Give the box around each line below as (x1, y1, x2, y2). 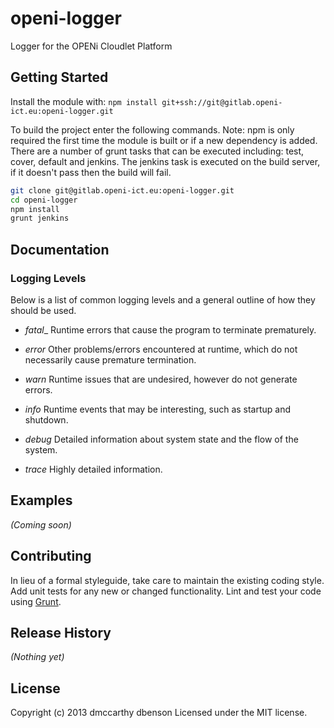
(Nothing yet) (10, 651, 65, 663)
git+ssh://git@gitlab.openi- (161, 97, 283, 107)
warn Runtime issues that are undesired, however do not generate (24, 373, 298, 385)
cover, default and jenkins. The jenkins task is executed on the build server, (10, 155, 321, 167)
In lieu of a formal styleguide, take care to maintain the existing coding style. (10, 574, 325, 586)
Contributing (10, 548, 92, 565)
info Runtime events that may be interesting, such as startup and (24, 403, 292, 415)
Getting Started (10, 69, 109, 86)
